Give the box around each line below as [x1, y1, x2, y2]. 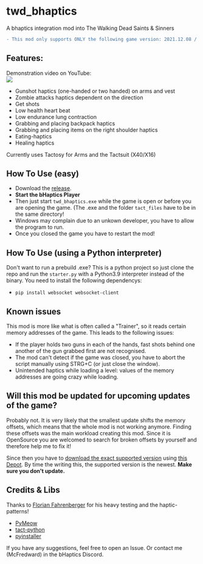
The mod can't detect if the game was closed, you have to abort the [15, 354, 185, 361]
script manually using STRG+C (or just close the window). [15, 360, 160, 368]
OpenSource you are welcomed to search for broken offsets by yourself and [6, 436, 198, 443]
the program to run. [15, 224, 64, 231]
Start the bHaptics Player [15, 191, 80, 199]
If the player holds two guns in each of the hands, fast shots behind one [15, 341, 196, 348]
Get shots [15, 100, 40, 107]
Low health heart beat [15, 107, 71, 114]
